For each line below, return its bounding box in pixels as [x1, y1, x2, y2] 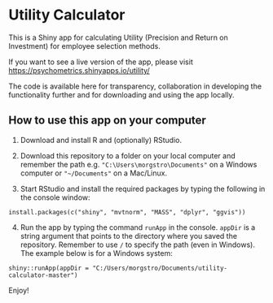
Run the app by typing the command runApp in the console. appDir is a [20, 222, 256, 232]
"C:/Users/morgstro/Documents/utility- [92, 264, 228, 272]
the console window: [20, 193, 91, 202]
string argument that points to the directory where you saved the [20, 231, 238, 240]
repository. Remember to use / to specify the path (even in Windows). [20, 240, 255, 249]
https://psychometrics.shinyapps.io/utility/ [8, 65, 151, 75]
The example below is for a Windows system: [20, 248, 173, 258]
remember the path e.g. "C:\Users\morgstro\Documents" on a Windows [20, 159, 258, 169]
